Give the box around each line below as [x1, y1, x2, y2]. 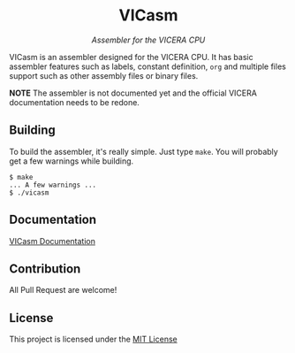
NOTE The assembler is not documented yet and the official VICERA [9, 88, 258, 98]
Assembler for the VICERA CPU [91, 35, 206, 45]
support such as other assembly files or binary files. [9, 70, 199, 81]
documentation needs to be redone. [9, 96, 140, 107]
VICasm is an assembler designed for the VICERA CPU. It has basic [9, 51, 253, 62]
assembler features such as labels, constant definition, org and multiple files [9, 61, 287, 72]
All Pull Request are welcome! [9, 285, 117, 295]
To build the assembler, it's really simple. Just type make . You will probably [9, 146, 278, 157]
